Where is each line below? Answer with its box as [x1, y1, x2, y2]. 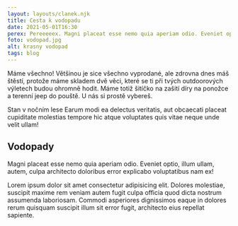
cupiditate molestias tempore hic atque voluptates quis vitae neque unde [7, 112, 220, 121]
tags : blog [7, 50, 40, 57]
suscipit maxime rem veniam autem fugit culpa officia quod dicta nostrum [7, 188, 222, 196]
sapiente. [7, 210, 35, 219]
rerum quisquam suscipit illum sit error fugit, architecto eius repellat [7, 203, 205, 212]
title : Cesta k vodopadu [7, 17, 81, 24]
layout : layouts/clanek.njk [7, 10, 91, 18]
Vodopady [7, 141, 55, 153]
